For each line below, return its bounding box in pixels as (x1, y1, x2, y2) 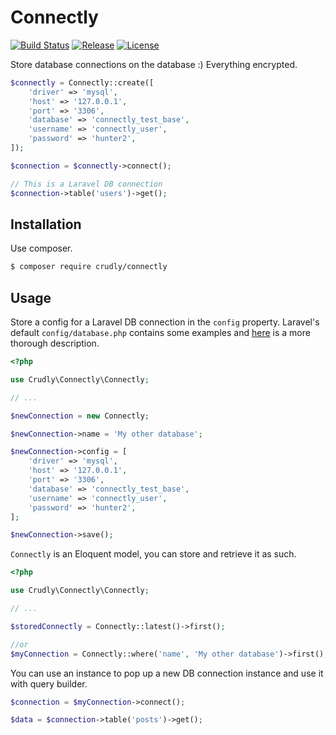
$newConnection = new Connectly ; (10, 411, 150, 421)
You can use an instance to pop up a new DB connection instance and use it (10, 667, 324, 679)
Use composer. (10, 242, 73, 255)
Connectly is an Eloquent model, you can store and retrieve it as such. (10, 548, 297, 560)
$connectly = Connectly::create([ (10, 77, 155, 88)
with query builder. (10, 677, 88, 690)
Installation (10, 216, 82, 233)
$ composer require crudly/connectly (10, 262, 168, 272)
